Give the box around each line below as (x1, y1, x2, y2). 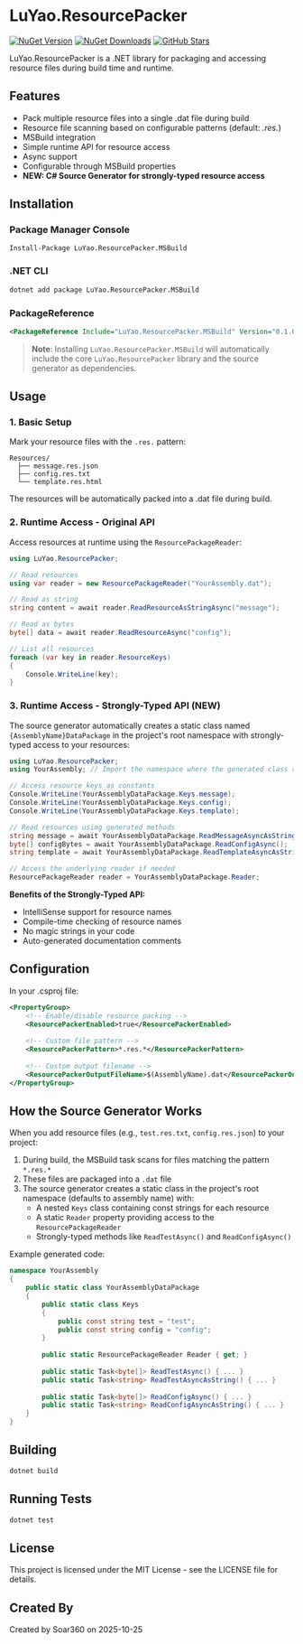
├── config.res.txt (17, 470, 91, 479)
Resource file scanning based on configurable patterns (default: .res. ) (22, 122, 282, 133)
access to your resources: (32, 739, 130, 750)
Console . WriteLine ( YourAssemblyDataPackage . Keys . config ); (9, 799, 232, 808)
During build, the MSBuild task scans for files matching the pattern (22, 1154, 271, 1165)
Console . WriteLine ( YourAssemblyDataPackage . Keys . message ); (9, 789, 236, 799)
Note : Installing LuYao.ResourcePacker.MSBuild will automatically (31, 343, 271, 354)
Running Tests (9, 1491, 92, 1507)
